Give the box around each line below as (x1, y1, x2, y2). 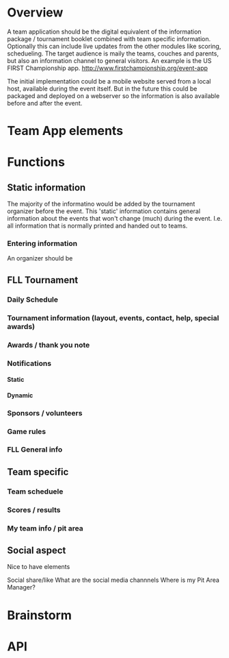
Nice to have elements (7, 563, 70, 571)
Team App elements (7, 123, 124, 138)
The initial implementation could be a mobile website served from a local (7, 77, 211, 85)
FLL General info (7, 445, 63, 454)
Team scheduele (7, 487, 64, 496)
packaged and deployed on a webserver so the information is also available (7, 91, 220, 100)
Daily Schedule (7, 295, 59, 304)
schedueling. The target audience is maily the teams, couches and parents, (7, 49, 219, 58)
